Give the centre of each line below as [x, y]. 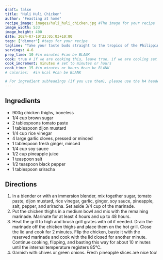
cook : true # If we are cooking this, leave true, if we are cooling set [81, 59]
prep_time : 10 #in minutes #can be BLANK [48, 54]
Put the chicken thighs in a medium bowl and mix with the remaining [80, 212]
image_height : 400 [24, 32]
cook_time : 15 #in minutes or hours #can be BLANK [57, 68]
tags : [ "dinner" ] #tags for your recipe [47, 41]
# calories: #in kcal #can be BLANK [43, 73]
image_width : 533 [23, 28]
